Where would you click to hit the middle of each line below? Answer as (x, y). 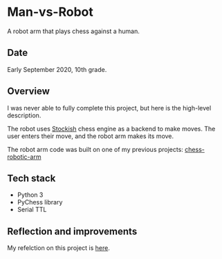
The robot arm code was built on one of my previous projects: (95, 149)
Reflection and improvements (72, 231)
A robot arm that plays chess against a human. (73, 31)
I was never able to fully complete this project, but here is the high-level (109, 108)
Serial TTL (32, 210)
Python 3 (30, 195)
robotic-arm (24, 157)
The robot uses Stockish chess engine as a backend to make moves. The (111, 128)
